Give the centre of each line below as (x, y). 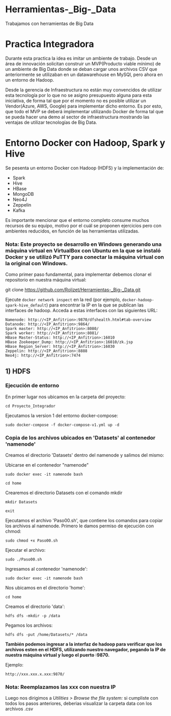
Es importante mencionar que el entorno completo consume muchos (77, 220)
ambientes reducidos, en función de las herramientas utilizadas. (73, 231)
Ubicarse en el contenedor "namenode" (47, 465)
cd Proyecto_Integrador (31, 406)
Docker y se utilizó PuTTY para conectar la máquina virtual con (85, 257)
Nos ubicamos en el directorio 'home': (45, 588)
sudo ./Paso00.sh (24, 559)
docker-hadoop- (138, 300)
